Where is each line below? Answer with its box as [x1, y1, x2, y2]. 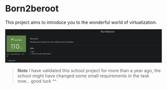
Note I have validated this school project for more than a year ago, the [17, 67, 161, 73]
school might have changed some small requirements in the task [17, 73, 150, 79]
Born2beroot [5, 3, 59, 14]
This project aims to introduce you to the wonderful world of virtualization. [5, 19, 158, 25]
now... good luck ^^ [17, 78, 57, 84]
